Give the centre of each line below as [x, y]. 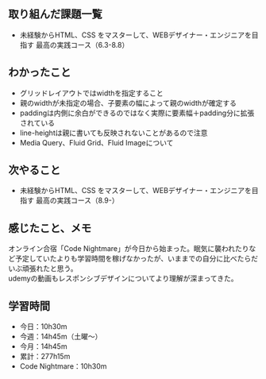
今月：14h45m [43, 346]
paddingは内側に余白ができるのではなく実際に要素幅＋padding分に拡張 [137, 113]
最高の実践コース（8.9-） [77, 200]
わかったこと [40, 73]
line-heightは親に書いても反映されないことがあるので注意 [114, 133]
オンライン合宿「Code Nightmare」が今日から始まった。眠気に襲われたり [129, 249]
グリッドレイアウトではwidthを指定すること [92, 93]
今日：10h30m [43, 327]
